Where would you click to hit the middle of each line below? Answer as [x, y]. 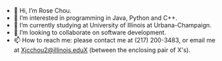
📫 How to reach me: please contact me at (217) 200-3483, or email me [114, 40]
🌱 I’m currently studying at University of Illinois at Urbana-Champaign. [112, 25]
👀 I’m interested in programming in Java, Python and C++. [96, 18]
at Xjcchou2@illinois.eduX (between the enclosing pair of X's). [102, 50]
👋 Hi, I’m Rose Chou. [42, 11]
